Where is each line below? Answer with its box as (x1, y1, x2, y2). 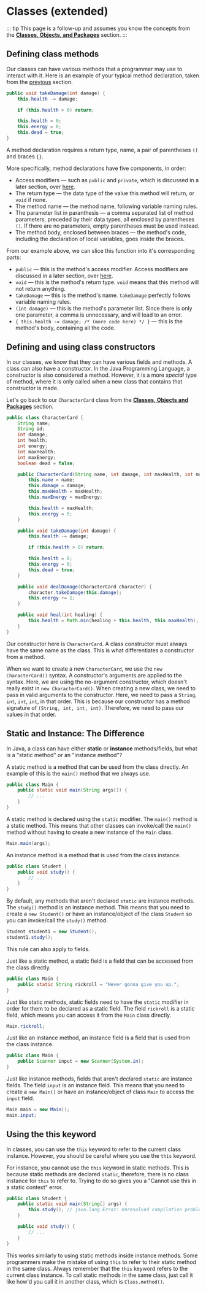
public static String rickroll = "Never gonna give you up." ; (17, 981, 180, 987)
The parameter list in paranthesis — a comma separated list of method (15, 209, 194, 216)
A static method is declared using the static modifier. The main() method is (6, 815, 198, 823)
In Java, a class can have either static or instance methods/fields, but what (6, 744, 197, 752)
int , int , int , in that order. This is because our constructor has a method (6, 698, 190, 705)
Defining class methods (6, 49, 99, 60)
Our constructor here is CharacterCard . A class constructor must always (6, 640, 188, 647)
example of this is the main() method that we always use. (6, 769, 151, 777)
